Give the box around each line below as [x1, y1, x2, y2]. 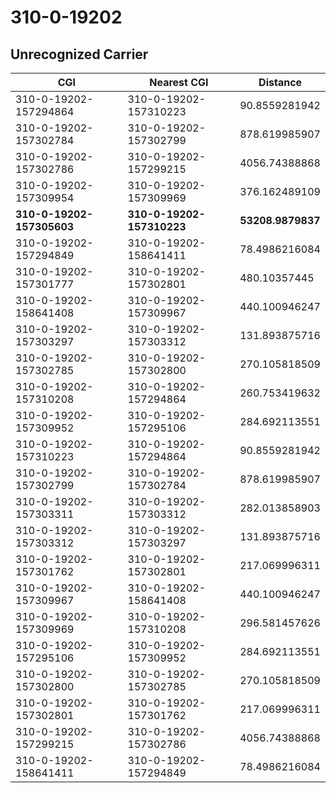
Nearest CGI [149, 76, 209, 89]
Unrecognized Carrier [10, 46, 149, 63]
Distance [258, 76, 303, 89]
